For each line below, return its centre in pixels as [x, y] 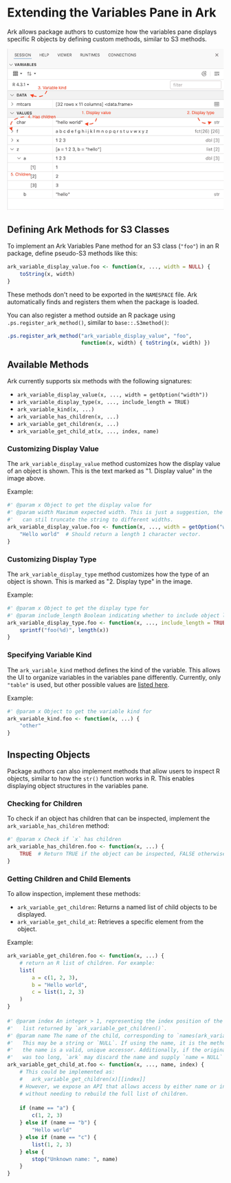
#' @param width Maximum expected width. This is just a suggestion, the [115, 513]
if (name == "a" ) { [47, 1108]
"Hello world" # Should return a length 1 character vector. [110, 534]
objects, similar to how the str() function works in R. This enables [101, 778]
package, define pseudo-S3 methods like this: [73, 253]
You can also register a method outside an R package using [91, 315]
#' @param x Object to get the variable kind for [80, 711]
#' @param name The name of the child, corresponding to [90, 1036]
